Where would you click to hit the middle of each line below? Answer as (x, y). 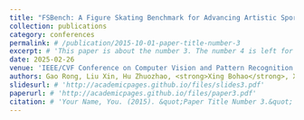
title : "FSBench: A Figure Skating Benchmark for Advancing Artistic (143, 18)
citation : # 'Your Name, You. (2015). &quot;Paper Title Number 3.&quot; (152, 102)
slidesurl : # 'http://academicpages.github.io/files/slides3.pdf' (137, 85)
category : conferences (52, 34)
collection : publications (58, 26)
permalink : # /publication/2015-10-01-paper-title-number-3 (125, 43)
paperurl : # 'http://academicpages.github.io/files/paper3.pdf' (133, 93)
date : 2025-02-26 (42, 60)
